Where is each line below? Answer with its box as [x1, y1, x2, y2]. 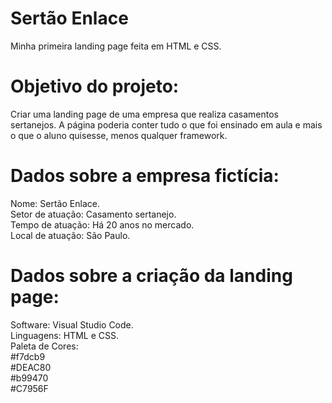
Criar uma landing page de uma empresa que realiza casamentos [10, 108, 280, 120]
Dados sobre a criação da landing [10, 265, 293, 287]
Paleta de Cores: [10, 340, 79, 352]
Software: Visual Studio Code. [10, 318, 134, 331]
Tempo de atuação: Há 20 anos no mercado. [10, 218, 195, 231]
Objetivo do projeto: [10, 75, 180, 98]
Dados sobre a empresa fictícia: [10, 165, 280, 187]
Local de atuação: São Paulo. [10, 229, 131, 241]
